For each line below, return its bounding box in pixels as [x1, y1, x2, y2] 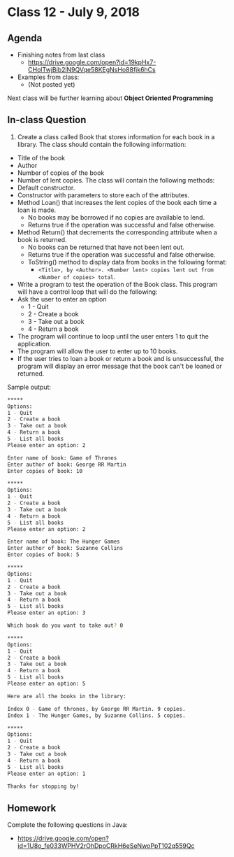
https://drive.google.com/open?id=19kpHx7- [27, 58, 156, 66]
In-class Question [7, 114, 87, 126]
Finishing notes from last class [17, 50, 105, 59]
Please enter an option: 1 [7, 770, 86, 777]
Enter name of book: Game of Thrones [7, 454, 117, 462]
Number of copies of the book [17, 169, 105, 177]
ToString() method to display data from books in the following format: [27, 257, 227, 266]
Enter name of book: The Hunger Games [7, 538, 120, 546]
